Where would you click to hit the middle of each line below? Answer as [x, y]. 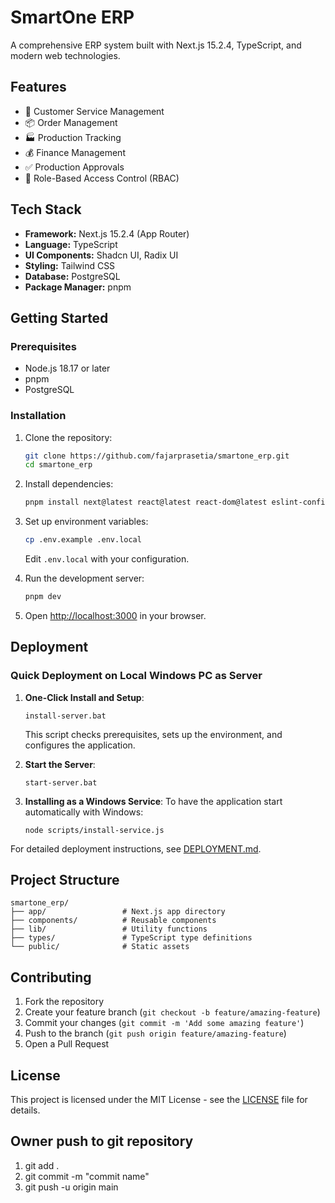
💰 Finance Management [75, 152]
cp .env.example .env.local [83, 540]
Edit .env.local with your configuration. [107, 559]
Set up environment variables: [86, 522]
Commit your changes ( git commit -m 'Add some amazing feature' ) [164, 1023]
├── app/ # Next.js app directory [118, 912]
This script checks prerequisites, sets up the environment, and [153, 734]
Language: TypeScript [71, 244]
